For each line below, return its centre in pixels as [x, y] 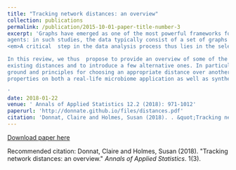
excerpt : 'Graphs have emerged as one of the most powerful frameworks [114, 33]
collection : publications [45, 20]
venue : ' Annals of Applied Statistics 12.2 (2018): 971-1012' [102, 105]
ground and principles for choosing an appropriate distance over [106, 72]
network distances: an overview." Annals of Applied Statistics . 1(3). [104, 158]
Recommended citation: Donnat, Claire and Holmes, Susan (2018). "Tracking [118, 151]
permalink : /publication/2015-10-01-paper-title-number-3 [94, 27]
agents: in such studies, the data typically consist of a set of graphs [118, 40]
